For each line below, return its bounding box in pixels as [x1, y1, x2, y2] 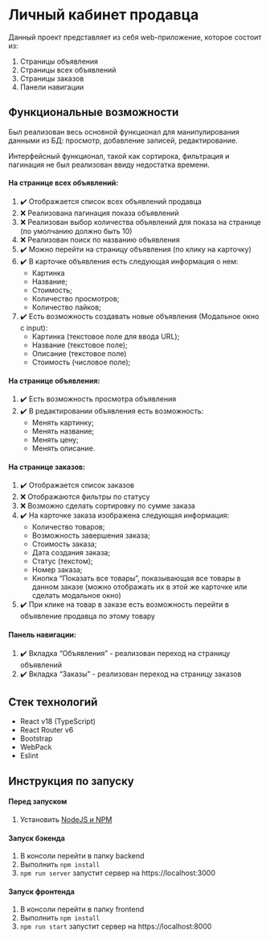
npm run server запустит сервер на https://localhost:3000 [19, 868, 215, 878]
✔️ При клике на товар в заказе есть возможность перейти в [19, 600, 229, 609]
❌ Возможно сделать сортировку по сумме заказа [19, 501, 195, 511]
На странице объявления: [8, 376, 100, 385]
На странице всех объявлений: [8, 178, 119, 188]
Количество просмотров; [31, 293, 120, 303]
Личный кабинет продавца [8, 6, 199, 24]
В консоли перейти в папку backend [19, 851, 145, 861]
